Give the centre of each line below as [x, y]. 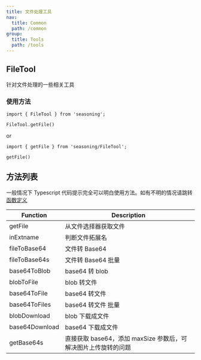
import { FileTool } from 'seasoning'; [56, 114]
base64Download [34, 327]
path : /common [29, 28]
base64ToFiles [30, 304]
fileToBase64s [29, 260]
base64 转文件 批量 [92, 304]
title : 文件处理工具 [29, 12]
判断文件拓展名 [86, 237]
